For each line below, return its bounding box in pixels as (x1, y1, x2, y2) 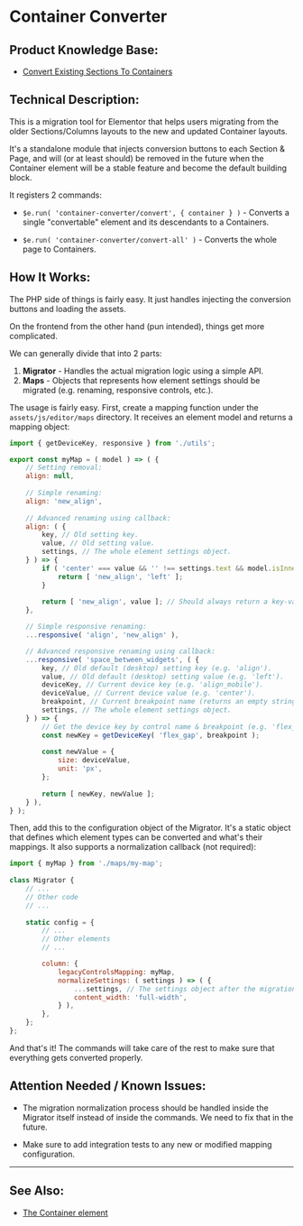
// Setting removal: (25, 463, 103, 473)
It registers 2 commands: (9, 189, 102, 200)
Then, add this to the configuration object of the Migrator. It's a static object (9, 823, 291, 834)
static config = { (25, 917, 95, 926)
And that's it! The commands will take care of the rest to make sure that (9, 1042, 275, 1053)
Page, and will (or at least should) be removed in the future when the (9, 152, 264, 163)
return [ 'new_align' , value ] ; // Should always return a (41, 597, 269, 606)
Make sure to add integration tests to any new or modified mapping (22, 1138, 272, 1149)
